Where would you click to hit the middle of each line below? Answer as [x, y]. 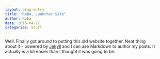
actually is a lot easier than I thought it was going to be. [60, 52]
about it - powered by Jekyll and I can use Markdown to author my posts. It [80, 46]
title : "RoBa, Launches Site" [36, 14]
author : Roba [18, 18]
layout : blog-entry [25, 9]
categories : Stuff [24, 28]
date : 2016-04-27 [23, 23]
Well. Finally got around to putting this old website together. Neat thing [75, 41]
